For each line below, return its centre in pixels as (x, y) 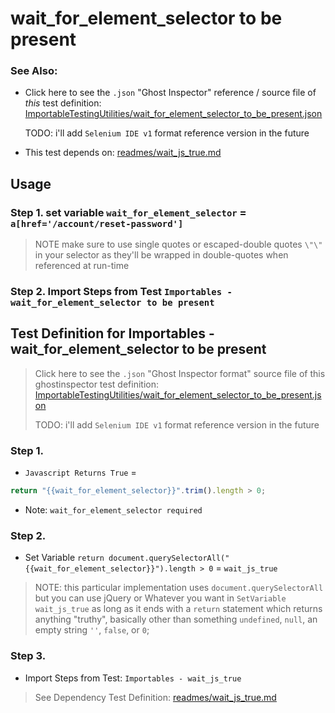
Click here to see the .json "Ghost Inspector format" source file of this (180, 373)
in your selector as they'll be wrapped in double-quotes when (161, 255)
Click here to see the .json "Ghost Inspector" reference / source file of (170, 93)
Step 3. (28, 656)
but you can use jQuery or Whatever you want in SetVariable (160, 598)
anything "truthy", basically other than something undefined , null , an (176, 619)
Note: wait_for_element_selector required (113, 510)
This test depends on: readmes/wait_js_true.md (123, 153)
